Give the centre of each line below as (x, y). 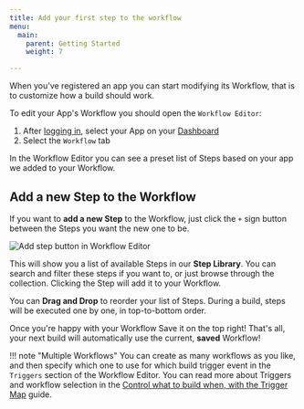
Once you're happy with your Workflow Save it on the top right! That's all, (147, 328)
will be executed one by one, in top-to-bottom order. (108, 310)
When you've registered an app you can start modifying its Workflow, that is (152, 86)
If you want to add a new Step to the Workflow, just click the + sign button (148, 218)
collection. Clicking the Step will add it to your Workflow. (115, 283)
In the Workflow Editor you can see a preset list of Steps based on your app (152, 158)
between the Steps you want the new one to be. (100, 228)
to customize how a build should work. (82, 96)
